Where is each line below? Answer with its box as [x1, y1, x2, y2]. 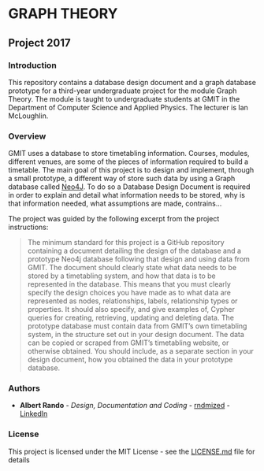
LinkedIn [19, 409, 48, 418]
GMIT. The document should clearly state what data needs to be [27, 263, 237, 273]
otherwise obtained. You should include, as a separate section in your [27, 347, 255, 356]
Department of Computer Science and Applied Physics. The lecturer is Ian [8, 102, 248, 112]
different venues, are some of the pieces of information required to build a [8, 157, 249, 166]
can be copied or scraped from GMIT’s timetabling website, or [27, 338, 229, 347]
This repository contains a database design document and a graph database [8, 77, 256, 87]
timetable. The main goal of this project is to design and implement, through [8, 165, 255, 175]
